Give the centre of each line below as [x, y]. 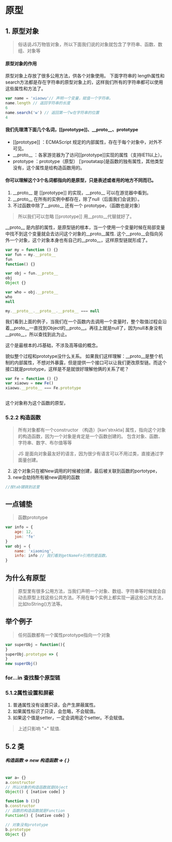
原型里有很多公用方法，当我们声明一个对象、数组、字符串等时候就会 [90, 591]
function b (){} [23, 801]
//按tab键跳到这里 [23, 487]
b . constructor [20, 806]
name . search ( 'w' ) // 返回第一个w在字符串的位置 [52, 113]
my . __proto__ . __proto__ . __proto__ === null [52, 311]
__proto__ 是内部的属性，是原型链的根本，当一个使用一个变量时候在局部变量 [85, 227]
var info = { [19, 527]
